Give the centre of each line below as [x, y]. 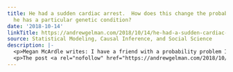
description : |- [31, 45]
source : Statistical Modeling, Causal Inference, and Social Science [110, 39]
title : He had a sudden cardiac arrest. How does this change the [107, 13]
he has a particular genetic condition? [72, 20]
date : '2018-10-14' [35, 26]
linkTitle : [23, 33]
